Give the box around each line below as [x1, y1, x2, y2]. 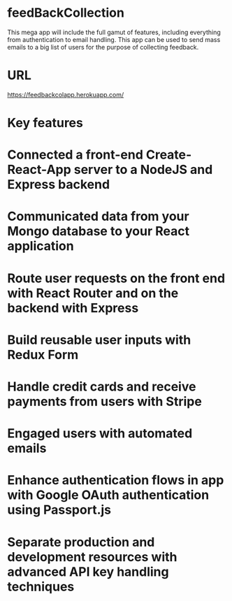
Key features [7, 115, 84, 131]
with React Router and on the [7, 285, 179, 301]
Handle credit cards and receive [7, 379, 196, 394]
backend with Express [7, 300, 139, 316]
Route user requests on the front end [7, 270, 226, 286]
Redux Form [7, 347, 79, 363]
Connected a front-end [7, 147, 143, 163]
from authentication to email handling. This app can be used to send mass [7, 35, 221, 43]
